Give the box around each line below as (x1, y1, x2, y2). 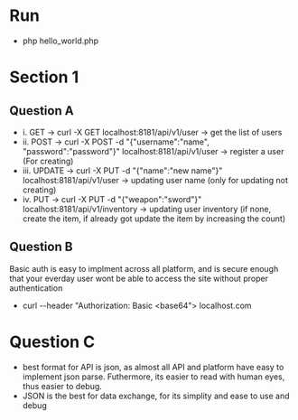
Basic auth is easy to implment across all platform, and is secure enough (9, 263, 279, 274)
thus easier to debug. (22, 380, 102, 391)
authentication (9, 282, 63, 294)
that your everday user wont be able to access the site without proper (9, 273, 269, 284)
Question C (9, 331, 96, 352)
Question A (9, 103, 74, 118)
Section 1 (9, 67, 79, 88)
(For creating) (22, 155, 74, 166)
